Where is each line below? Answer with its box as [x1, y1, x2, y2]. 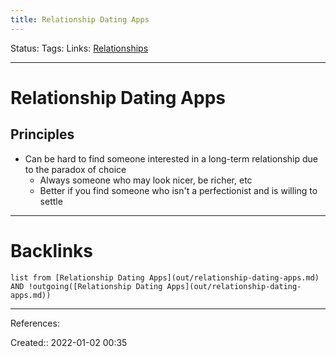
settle [39, 195, 63, 207]
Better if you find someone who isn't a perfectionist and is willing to [39, 184, 318, 196]
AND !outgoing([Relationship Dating [10, 281, 163, 291]
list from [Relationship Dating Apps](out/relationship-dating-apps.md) [10, 272, 320, 283]
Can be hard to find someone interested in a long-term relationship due [24, 152, 318, 165]
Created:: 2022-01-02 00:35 [10, 336, 128, 348]
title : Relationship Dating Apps [10, 14, 150, 25]
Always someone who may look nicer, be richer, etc [39, 174, 253, 186]
